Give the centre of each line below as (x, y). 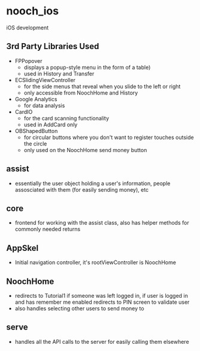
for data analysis (44, 105)
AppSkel (22, 248)
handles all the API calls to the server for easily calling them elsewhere (102, 341)
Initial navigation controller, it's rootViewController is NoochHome (96, 262)
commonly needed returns (48, 229)
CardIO (24, 111)
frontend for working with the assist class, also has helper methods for (102, 223)
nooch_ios (32, 11)
